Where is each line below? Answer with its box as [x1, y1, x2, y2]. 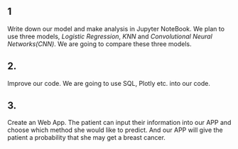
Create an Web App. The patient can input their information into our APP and [7, 118, 232, 127]
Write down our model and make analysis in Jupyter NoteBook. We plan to [7, 24, 225, 33]
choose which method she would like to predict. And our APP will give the [7, 126, 223, 134]
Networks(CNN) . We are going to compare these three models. [7, 39, 192, 48]
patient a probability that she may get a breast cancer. [7, 133, 166, 142]
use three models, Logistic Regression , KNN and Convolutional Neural [7, 32, 213, 40]
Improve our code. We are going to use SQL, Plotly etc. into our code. [7, 79, 211, 87]
